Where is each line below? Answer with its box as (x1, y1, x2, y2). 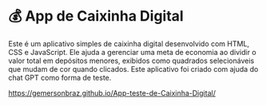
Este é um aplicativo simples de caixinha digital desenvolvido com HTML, (8, 38, 250, 49)
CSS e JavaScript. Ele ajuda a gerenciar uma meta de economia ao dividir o (8, 47, 257, 57)
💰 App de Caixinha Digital (8, 7, 184, 26)
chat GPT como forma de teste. (8, 73, 112, 82)
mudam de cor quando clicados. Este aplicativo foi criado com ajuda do (22, 64, 259, 73)
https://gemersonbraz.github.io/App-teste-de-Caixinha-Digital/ (8, 88, 216, 97)
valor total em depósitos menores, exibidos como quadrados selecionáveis (8, 56, 255, 65)
